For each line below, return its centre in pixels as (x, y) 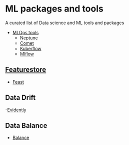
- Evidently (16, 110)
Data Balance (26, 126)
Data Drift (20, 98)
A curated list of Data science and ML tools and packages (65, 23)
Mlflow (27, 54)
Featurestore (26, 70)
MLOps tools (25, 32)
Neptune (29, 38)
